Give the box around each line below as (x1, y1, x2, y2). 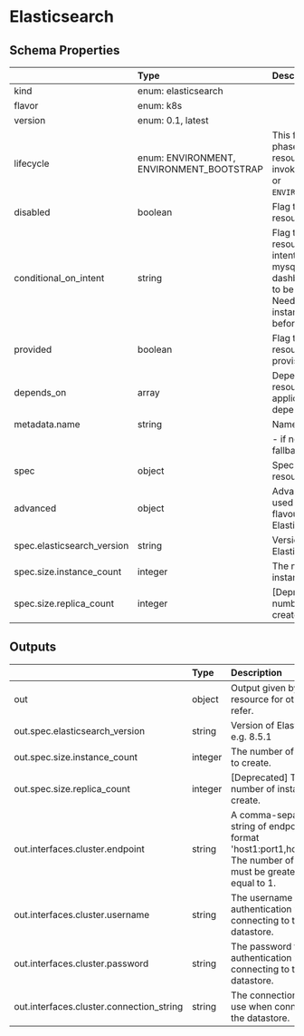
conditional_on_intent (14, 272, 105, 284)
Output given (230, 681, 287, 694)
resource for (230, 692, 283, 705)
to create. (230, 756, 271, 768)
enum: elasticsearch (137, 84, 223, 97)
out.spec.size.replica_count (14, 782, 131, 795)
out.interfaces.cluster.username (14, 908, 150, 921)
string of (230, 819, 267, 832)
